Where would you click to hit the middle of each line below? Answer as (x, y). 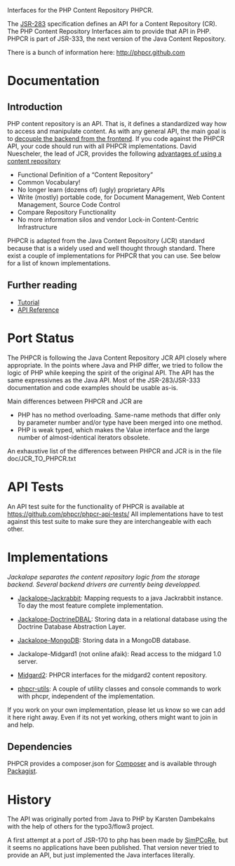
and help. (21, 724)
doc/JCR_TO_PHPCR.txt (42, 458)
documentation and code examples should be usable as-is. (93, 387)
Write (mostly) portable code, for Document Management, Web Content (121, 197)
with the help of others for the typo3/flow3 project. (81, 827)
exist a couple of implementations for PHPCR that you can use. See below (114, 256)
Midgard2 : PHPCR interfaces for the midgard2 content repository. (112, 674)
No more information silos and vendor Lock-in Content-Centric (108, 220)
